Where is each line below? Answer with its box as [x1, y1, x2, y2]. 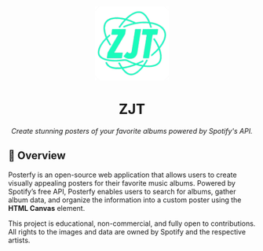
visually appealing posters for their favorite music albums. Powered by [8, 178, 236, 187]
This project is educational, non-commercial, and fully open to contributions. [8, 219, 256, 228]
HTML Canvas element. [8, 203, 86, 212]
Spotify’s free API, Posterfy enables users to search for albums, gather [8, 186, 237, 196]
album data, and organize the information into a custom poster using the [8, 195, 242, 205]
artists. [8, 235, 31, 245]
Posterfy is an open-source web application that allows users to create [8, 170, 237, 179]
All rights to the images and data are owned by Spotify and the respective [8, 227, 246, 236]
